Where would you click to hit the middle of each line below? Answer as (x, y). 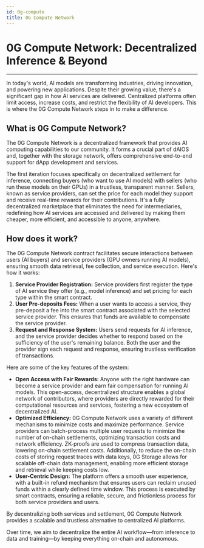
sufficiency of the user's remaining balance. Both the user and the (98, 343)
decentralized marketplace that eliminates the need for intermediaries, (94, 206)
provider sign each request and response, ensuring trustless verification (105, 349)
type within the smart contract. (53, 297)
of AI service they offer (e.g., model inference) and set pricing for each (104, 291)
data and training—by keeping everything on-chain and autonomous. (93, 539)
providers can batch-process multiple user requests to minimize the (100, 431)
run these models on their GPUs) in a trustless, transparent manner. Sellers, (101, 187)
